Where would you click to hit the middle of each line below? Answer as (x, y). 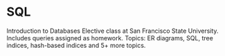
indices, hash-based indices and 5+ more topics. (76, 45)
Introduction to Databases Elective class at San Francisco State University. (112, 31)
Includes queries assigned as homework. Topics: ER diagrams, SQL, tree (110, 38)
